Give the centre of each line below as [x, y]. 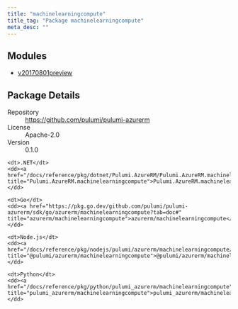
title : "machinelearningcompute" [57, 14]
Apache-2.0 [42, 135]
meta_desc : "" [28, 27]
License [19, 127]
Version [18, 142]
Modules [27, 56]
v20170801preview [45, 73]
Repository [23, 112]
